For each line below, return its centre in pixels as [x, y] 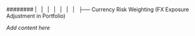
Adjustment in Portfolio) [36, 16]
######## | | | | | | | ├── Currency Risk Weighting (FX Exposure [98, 9]
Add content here [28, 28]
